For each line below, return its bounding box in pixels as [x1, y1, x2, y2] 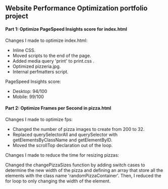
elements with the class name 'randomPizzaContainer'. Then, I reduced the [5, 172, 161, 178]
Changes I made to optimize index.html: [5, 37, 88, 43]
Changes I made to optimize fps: [5, 116, 73, 122]
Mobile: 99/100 [12, 93, 44, 100]
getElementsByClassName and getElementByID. [12, 136, 113, 143]
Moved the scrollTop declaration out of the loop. [12, 142, 113, 148]
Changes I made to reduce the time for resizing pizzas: [5, 152, 120, 158]
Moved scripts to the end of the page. [12, 53, 91, 59]
